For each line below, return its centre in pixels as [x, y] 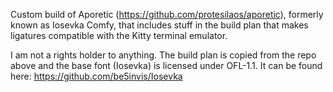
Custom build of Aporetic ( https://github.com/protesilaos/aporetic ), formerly [167, 14]
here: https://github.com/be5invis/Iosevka [96, 76]
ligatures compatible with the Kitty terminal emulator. [119, 35]
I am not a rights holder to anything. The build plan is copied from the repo [163, 55]
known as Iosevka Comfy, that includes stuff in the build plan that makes [159, 25]
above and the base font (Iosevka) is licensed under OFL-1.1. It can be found [166, 65]
